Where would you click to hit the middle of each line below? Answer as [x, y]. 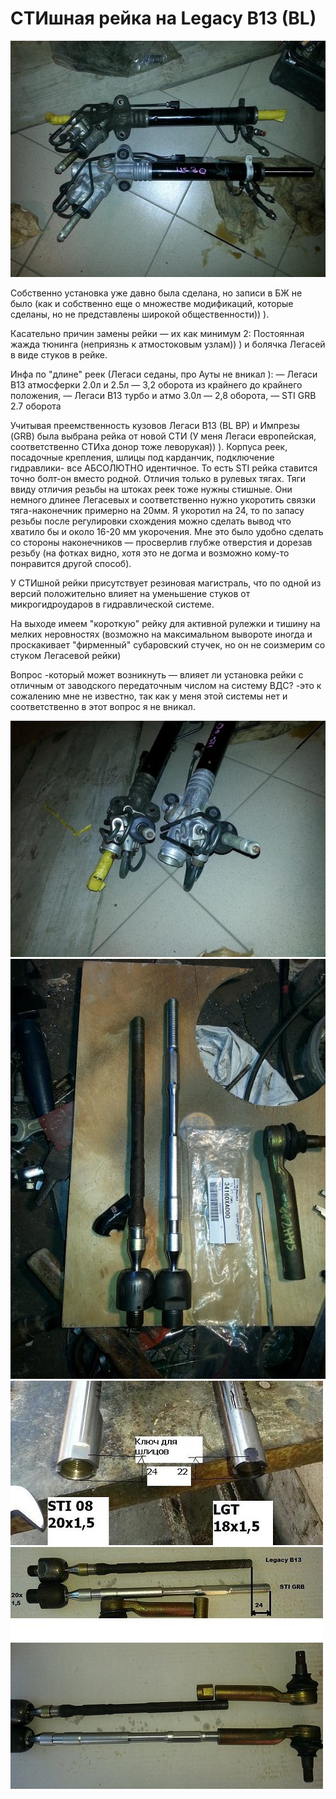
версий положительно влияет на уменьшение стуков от [130, 593]
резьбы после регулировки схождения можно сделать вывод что [151, 521]
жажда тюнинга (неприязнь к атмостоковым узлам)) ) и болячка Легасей [168, 344]
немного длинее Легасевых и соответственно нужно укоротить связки [163, 499]
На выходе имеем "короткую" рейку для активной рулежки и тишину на [165, 623]
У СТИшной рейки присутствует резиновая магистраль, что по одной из [166, 583]
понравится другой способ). [71, 563]
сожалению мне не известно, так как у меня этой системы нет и [149, 696]
